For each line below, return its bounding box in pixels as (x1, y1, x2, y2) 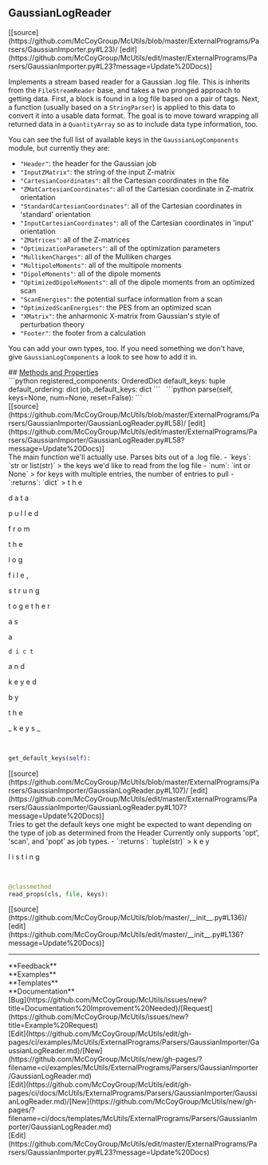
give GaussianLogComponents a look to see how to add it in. (8, 352, 198, 361)
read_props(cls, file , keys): (8, 890, 109, 898)
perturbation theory (19, 319, 85, 329)
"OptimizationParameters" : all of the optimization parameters (19, 243, 221, 253)
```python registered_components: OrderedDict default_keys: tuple (8, 376, 226, 385)
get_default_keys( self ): (8, 754, 91, 762)
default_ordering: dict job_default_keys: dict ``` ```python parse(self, (8, 384, 233, 394)
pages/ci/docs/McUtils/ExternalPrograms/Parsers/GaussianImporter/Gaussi (8, 1088, 258, 1098)
